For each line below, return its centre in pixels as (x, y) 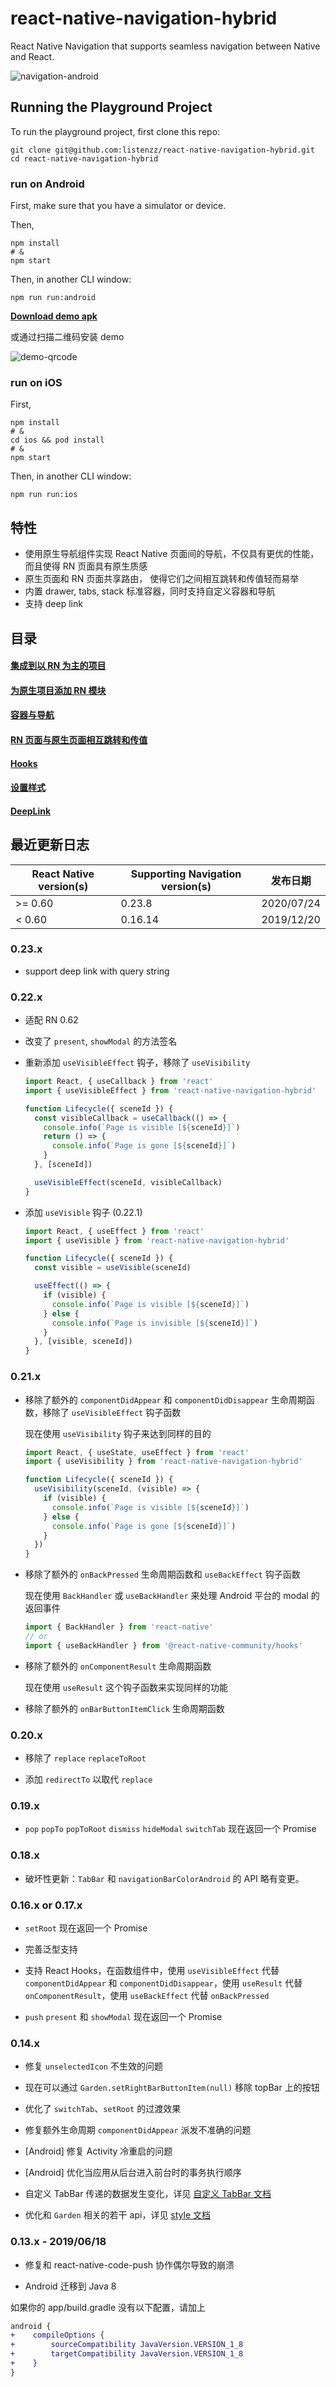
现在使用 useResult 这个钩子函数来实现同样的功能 (126, 1687)
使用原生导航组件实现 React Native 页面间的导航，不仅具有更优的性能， (172, 554)
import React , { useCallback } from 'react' (119, 1082)
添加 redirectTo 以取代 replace (88, 1779)
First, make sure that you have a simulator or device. (118, 206)
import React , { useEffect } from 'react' (114, 1231)
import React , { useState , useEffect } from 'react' (137, 1452)
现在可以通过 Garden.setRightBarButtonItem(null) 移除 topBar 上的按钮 (172, 2088)
